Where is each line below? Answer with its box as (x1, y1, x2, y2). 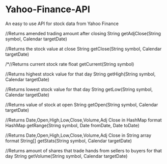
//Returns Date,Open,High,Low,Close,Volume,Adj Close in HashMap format (5, 116, 162, 123)
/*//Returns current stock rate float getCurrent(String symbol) (5, 61, 134, 67)
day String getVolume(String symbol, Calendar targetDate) (5, 153, 128, 159)
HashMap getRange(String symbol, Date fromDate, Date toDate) (5, 122, 140, 128)
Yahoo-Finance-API (5, 4, 91, 15)
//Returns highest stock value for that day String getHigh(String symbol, (5, 71, 156, 77)
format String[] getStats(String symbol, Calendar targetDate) (5, 137, 132, 144)
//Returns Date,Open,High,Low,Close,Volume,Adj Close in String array (5, 132, 152, 138)
